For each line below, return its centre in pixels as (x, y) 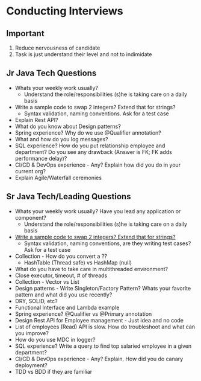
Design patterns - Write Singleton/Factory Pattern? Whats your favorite (103, 288)
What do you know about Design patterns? (68, 126)
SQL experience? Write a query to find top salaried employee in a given (103, 346)
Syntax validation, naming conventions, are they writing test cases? (107, 243)
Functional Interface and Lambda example (67, 307)
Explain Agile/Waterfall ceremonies (58, 178)
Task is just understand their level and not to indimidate (83, 54)
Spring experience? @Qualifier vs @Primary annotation (83, 314)
